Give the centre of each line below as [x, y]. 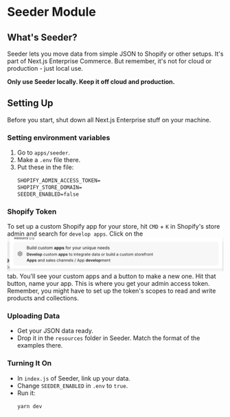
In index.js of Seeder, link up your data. [73, 378]
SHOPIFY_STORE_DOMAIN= [49, 188]
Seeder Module [51, 12]
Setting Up [30, 103]
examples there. [40, 346]
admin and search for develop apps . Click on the [75, 234]
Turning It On [30, 363]
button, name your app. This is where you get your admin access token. [108, 284]
